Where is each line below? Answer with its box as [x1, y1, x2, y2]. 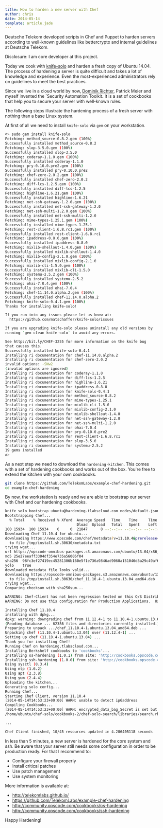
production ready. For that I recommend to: [5, 748, 91, 754]
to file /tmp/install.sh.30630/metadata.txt [9, 540, 101, 545]
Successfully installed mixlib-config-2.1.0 [5, 258, 97, 263]
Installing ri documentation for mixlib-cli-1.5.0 [5, 402, 110, 408]
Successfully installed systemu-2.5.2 [5, 277, 83, 282]
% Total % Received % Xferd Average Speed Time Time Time [9, 518, 158, 523]
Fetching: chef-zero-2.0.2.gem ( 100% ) [5, 173, 83, 178]
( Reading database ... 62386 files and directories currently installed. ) [5, 621, 160, 626]
